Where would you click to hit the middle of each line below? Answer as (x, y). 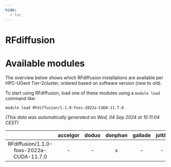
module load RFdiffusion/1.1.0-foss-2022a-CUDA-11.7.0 (65, 108)
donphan (117, 135)
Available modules (45, 63)
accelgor (69, 135)
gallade (142, 135)
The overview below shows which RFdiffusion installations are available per (84, 78)
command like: (21, 98)
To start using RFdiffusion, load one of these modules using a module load (83, 93)
